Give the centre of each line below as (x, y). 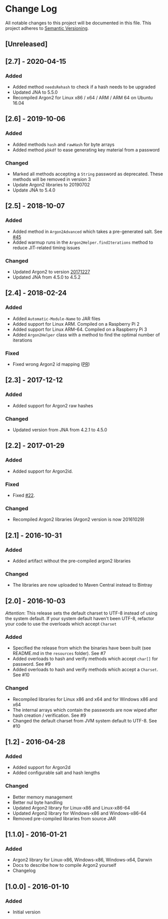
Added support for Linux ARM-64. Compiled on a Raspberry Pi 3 (80, 329)
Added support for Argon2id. (43, 471)
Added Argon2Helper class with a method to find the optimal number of (86, 334)
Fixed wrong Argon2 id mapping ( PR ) (51, 364)
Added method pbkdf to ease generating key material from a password (86, 149)
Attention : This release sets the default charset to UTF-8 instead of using (81, 613)
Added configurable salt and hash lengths (56, 773)
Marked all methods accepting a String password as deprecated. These (88, 174)
